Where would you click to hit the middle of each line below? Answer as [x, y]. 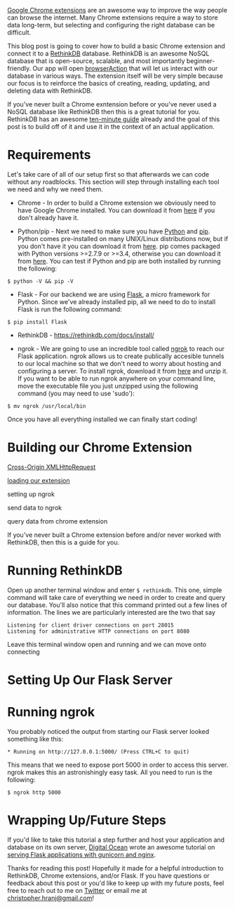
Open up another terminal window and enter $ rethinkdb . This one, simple [115, 590]
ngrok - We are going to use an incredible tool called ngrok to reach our [121, 348]
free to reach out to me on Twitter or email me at [77, 890]
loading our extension [39, 480]
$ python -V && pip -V [40, 281]
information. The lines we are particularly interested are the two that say [112, 612]
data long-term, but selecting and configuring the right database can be [111, 25]
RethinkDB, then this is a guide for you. [63, 542]
